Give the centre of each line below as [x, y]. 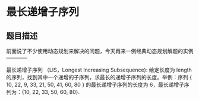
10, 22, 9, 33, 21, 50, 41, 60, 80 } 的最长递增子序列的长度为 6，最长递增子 [95, 84]
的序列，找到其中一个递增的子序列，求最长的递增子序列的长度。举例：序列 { [99, 77]
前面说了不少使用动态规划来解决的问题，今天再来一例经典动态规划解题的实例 [100, 51]
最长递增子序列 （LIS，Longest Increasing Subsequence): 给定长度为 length [99, 70]
